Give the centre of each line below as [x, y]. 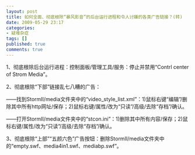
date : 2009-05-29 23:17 [35, 22]
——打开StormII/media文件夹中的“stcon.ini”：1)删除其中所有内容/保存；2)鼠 [97, 119]
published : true [26, 44]
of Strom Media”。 [28, 74]
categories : [20, 28]
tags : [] [17, 39]
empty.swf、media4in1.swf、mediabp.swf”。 [68, 146]
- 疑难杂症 [18, 33]
